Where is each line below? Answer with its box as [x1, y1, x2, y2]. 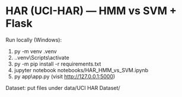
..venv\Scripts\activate [14, 54, 69, 61]
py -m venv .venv [14, 47, 57, 54]
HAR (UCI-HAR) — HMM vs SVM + [5, 4, 177, 18]
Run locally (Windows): [5, 36, 62, 43]
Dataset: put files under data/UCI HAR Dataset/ [5, 84, 120, 91]
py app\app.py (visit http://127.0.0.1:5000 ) [14, 73, 116, 80]
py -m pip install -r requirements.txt [14, 60, 101, 67]
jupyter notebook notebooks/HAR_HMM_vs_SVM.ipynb [14, 66, 149, 73]
